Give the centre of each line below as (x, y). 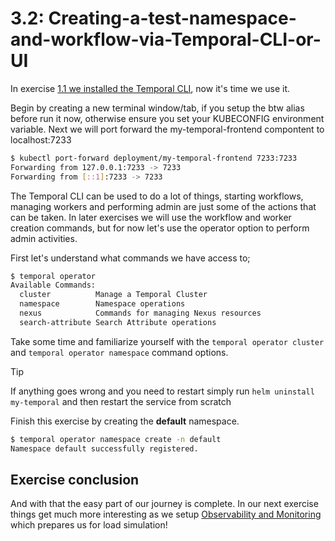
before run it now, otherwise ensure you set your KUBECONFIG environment (167, 118)
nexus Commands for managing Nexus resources (140, 313)
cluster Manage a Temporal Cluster (113, 295)
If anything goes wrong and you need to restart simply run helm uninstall (162, 391)
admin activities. (44, 238)
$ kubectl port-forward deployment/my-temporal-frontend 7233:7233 (154, 158)
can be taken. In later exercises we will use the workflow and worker (151, 217)
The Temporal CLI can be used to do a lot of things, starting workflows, (157, 196)
